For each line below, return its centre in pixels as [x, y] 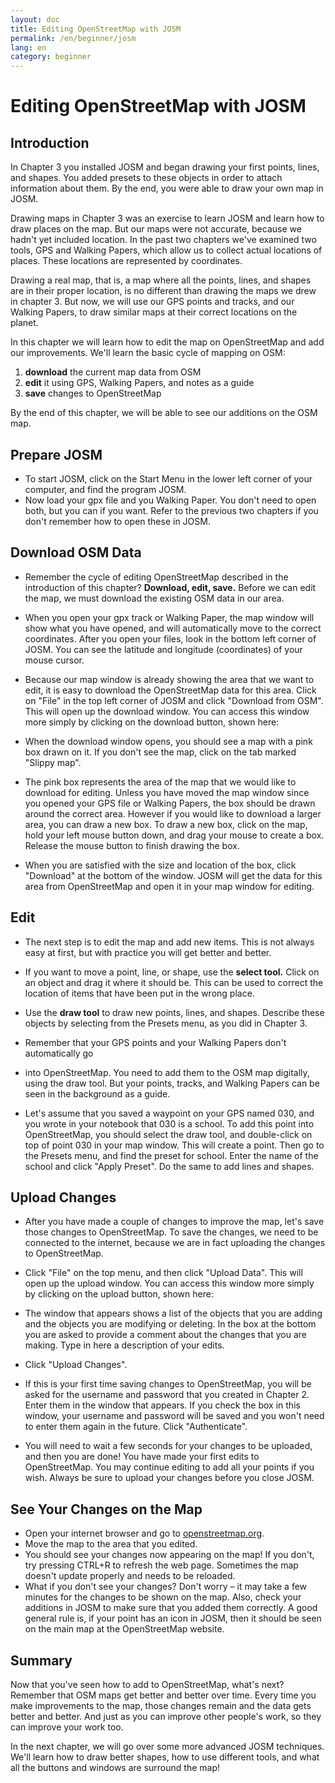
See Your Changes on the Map [106, 1509]
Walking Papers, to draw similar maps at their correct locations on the [154, 312]
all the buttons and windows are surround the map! [115, 1767]
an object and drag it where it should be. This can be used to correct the [174, 982]
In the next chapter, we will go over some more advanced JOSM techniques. [167, 1746]
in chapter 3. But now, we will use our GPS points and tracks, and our [152, 302]
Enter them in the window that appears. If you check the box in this [162, 1405]
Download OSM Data [76, 552]
